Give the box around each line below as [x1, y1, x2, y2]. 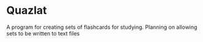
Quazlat [6, 4, 47, 17]
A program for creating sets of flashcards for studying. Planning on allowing [6, 23, 197, 31]
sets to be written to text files [6, 29, 80, 37]
